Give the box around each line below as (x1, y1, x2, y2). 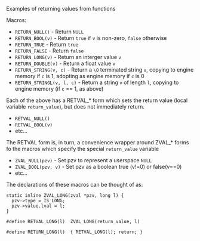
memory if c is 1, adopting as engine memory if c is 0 (14, 73, 144, 79)
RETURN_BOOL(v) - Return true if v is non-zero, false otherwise (14, 35, 167, 41)
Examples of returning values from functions (6, 5, 116, 12)
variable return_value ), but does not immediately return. (6, 103, 145, 110)
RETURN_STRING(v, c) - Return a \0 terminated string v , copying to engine (14, 66, 194, 73)
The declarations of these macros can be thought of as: (6, 181, 143, 188)
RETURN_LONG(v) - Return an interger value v (14, 54, 121, 60)
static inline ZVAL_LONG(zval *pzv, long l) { (6, 193, 124, 199)
